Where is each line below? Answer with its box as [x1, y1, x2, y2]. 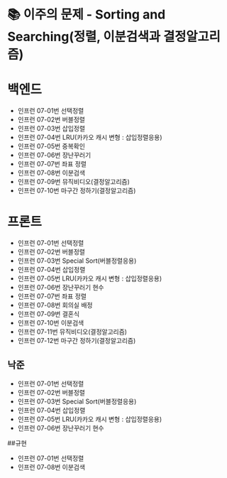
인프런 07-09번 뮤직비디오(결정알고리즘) [17, 178, 130, 186]
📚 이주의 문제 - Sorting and [7, 6, 166, 23]
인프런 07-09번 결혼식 [17, 310, 80, 318]
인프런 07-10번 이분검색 [17, 319, 84, 327]
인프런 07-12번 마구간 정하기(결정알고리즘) [17, 337, 136, 345]
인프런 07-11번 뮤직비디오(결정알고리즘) [17, 327, 128, 336]
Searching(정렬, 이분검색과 [7, 29, 161, 45]
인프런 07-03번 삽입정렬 [17, 124, 86, 133]
